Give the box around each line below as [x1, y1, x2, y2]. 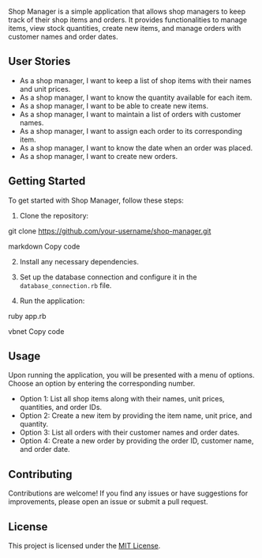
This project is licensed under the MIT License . [8, 541, 161, 551]
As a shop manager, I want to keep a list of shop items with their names [19, 75, 252, 85]
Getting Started [8, 174, 86, 188]
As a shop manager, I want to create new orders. [19, 151, 178, 161]
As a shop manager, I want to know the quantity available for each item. [19, 93, 253, 102]
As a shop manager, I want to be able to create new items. [19, 101, 209, 110]
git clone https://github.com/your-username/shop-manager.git [8, 226, 211, 236]
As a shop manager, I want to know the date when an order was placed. [19, 142, 253, 153]
